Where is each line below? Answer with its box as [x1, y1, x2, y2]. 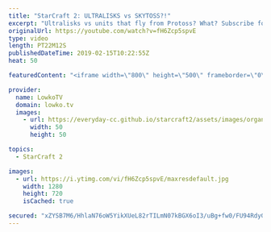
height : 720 [23, 190, 63, 198]
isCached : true [23, 197, 74, 205]
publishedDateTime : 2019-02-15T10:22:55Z [8, 49, 150, 57]
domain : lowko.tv [15, 101, 74, 109]
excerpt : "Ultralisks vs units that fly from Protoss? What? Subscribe [8, 19, 254, 27]
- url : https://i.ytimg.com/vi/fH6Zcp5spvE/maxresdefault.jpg [15, 175, 229, 183]
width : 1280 [23, 182, 63, 190]
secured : [8, 212, 38, 220]
